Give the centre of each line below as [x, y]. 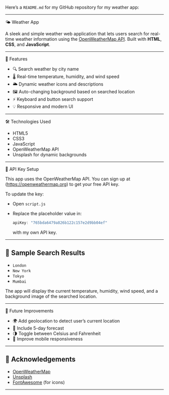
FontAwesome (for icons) [39, 382]
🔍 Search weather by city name [46, 69]
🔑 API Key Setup [22, 169]
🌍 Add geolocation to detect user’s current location [66, 321]
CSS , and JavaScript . [28, 44]
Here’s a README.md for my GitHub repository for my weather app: [72, 7]
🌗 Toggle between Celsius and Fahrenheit [57, 333]
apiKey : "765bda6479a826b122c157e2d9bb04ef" [60, 223]
